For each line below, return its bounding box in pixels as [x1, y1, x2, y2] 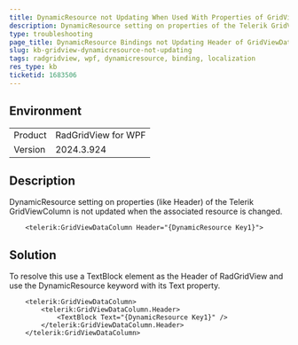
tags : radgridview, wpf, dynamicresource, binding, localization [9, 54, 255, 63]
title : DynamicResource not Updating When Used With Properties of [9, 12, 264, 22]
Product [13, 129, 47, 141]
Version [13, 143, 46, 155]
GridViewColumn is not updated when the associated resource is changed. [9, 206, 283, 217]
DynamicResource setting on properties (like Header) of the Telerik [9, 197, 255, 208]
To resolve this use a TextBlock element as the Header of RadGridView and [9, 271, 284, 282]
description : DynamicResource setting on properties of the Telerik [9, 21, 268, 30]
